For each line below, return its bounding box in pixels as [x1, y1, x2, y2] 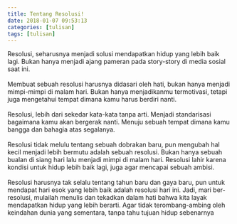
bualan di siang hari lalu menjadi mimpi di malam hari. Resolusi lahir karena [7, 156, 226, 164]
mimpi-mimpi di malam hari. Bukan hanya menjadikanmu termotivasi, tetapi [7, 87, 228, 96]
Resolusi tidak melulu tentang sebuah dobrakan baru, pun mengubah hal [7, 140, 220, 149]
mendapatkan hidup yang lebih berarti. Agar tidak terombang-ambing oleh [7, 201, 226, 210]
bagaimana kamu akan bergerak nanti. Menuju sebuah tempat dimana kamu [7, 118, 230, 127]
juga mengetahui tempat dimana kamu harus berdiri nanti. [7, 95, 177, 104]
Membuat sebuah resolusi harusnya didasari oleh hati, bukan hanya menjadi [7, 80, 230, 89]
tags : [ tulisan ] [7, 30, 56, 38]
